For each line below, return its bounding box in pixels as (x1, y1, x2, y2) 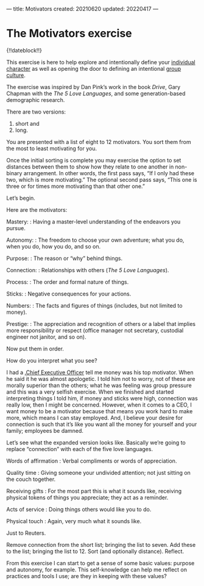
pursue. (6, 224, 26, 231)
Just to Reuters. (6, 529, 46, 537)
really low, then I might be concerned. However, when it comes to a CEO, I (6, 401, 192, 408)
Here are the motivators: (6, 206, 68, 213)
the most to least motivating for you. (6, 145, 97, 152)
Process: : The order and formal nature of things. (6, 278, 129, 286)
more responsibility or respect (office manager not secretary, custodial (6, 327, 184, 334)
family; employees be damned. (6, 427, 84, 434)
